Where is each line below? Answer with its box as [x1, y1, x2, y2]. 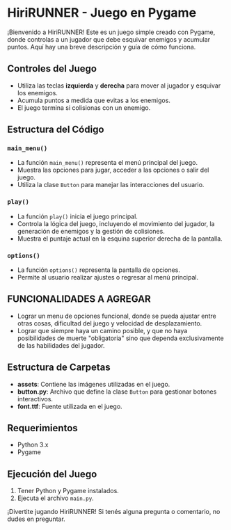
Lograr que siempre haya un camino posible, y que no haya [17, 326, 188, 335]
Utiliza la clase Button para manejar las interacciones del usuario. [17, 181, 205, 189]
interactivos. [17, 394, 54, 403]
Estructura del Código [7, 124, 104, 136]
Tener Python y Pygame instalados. [17, 487, 120, 495]
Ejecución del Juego [7, 468, 97, 480]
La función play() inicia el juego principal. [17, 212, 138, 220]
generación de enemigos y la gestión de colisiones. [17, 227, 165, 235]
